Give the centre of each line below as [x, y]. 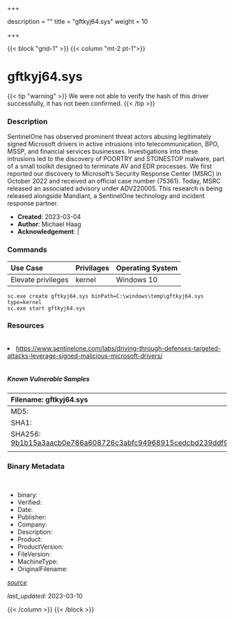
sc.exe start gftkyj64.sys [46, 308]
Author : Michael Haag [49, 225]
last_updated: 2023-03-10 [45, 596]
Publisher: [32, 517]
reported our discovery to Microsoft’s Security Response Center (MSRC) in [114, 174]
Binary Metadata [36, 466]
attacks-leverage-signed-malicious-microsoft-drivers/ [85, 356]
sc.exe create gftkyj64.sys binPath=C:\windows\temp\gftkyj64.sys [106, 296]
